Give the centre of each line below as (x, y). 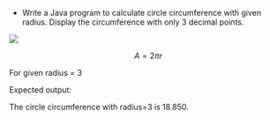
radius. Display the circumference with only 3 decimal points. (133, 22)
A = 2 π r (148, 56)
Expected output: (41, 90)
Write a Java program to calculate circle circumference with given (142, 13)
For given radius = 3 (45, 73)
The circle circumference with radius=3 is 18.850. (99, 107)
